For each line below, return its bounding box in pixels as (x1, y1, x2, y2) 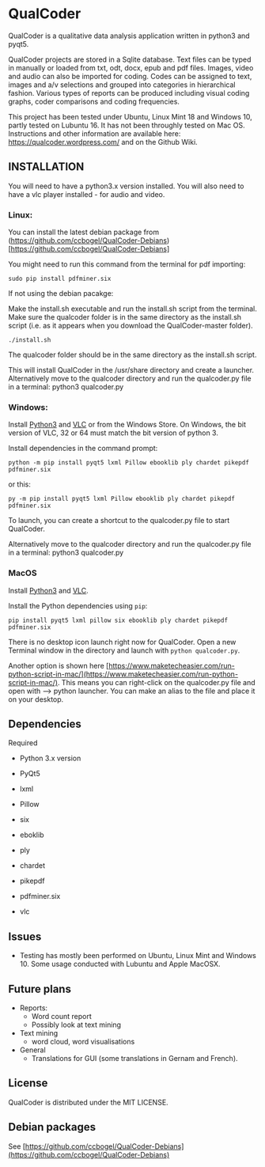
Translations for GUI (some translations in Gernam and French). (31, 1054, 239, 1063)
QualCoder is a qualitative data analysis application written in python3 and (8, 31, 251, 40)
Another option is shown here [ (8, 661, 109, 670)
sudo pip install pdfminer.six (8, 275, 112, 283)
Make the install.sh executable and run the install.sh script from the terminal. (8, 304, 257, 313)
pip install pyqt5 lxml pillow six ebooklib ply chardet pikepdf (8, 616, 228, 624)
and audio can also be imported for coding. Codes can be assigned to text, (8, 71, 252, 81)
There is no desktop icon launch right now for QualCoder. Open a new (8, 637, 237, 646)
